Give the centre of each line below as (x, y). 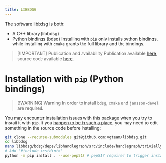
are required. (30, 108)
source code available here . (45, 59)
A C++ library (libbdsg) (36, 33)
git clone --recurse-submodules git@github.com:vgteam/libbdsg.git (76, 137)
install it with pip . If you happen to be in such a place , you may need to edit (82, 123)
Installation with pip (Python (64, 78)
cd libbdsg (16, 142)
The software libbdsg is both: (35, 24)
